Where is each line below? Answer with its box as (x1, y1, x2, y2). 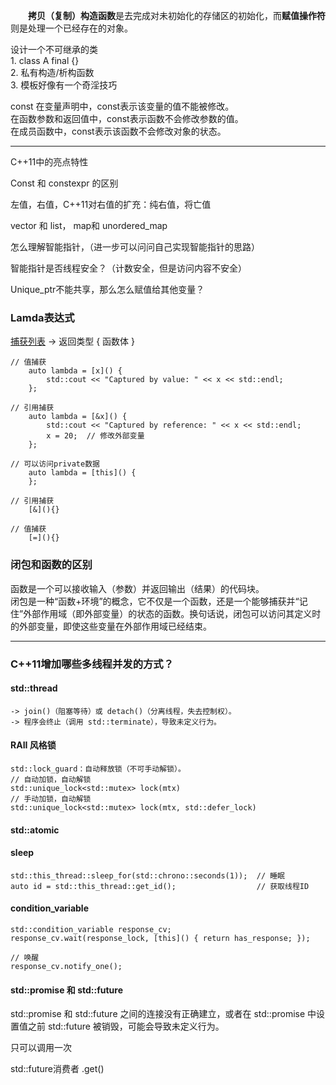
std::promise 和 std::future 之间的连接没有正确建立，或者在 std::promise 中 (10, 1008, 317, 1020)
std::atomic (10, 824, 60, 836)
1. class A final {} (10, 55, 80, 66)
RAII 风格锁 (10, 739, 57, 751)
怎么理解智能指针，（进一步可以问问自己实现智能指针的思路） (10, 241, 260, 253)
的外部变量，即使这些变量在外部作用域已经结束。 (10, 620, 212, 632)
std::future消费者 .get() (10, 1063, 105, 1075)
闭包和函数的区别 (10, 558, 93, 572)
